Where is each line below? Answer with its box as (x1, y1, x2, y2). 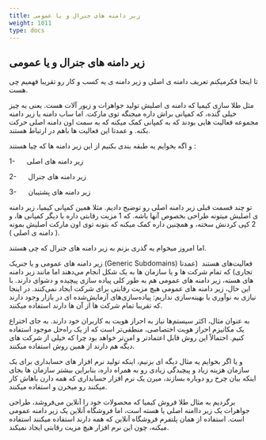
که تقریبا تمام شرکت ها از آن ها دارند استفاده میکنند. (9, 300, 163, 310)
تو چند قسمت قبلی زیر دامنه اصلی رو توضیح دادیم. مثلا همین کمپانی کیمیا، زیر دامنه (9, 203, 253, 212)
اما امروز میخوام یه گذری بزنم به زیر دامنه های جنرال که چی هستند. (9, 243, 207, 253)
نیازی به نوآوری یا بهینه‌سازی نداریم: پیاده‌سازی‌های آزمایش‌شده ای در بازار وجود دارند (9, 293, 256, 302)
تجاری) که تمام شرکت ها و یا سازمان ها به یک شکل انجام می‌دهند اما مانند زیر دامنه (9, 267, 253, 277)
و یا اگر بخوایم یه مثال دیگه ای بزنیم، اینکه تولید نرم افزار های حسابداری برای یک (9, 357, 244, 366)
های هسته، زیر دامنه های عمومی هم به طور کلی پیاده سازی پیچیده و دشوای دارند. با (9, 275, 254, 285)
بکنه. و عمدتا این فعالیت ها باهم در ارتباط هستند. (9, 126, 151, 136)
